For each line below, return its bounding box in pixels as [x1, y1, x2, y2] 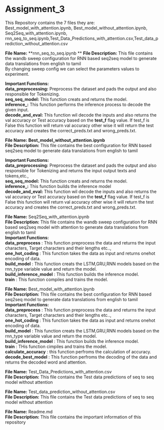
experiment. [5, 71, 29, 77]
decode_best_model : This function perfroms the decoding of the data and [5, 354, 157, 360]
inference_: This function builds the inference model [5, 183, 112, 189]
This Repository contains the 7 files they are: [5, 20, 95, 26]
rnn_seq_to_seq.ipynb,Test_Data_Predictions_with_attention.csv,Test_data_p [5, 35, 159, 41]
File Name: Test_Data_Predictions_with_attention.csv [5, 369, 112, 374]
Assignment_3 [5, 3, 65, 15]
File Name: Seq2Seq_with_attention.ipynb [5, 214, 90, 219]
